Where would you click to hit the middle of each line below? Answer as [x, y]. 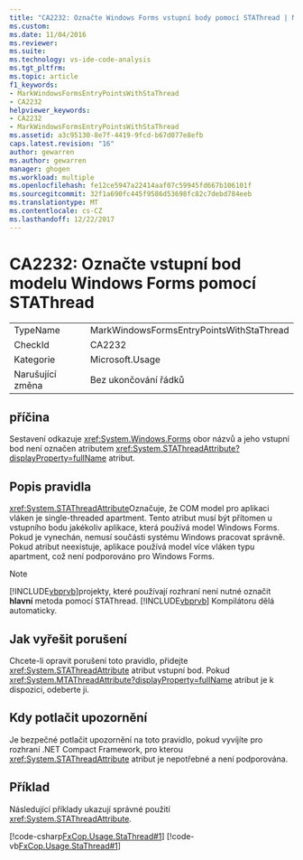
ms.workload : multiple [52, 177]
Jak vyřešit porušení [69, 639]
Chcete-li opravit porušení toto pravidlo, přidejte [99, 661]
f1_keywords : [34, 85]
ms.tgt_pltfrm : [38, 69]
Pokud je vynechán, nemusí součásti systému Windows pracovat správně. [147, 537]
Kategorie [35, 360]
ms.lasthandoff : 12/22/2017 [62, 219]
